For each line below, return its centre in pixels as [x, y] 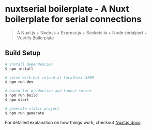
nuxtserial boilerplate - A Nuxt [67, 9]
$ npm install [19, 69]
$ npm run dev [19, 82]
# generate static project [32, 108]
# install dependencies [29, 64]
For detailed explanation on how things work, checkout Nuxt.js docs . [73, 122]
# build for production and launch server [48, 91]
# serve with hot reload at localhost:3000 [50, 78]
